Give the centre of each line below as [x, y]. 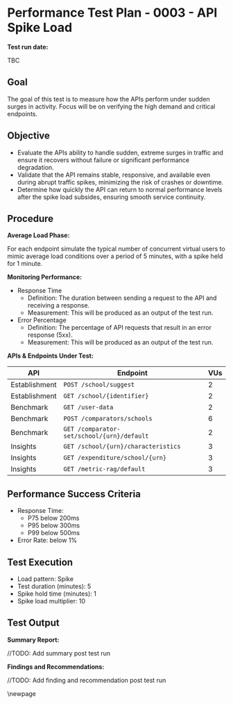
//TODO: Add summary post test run [59, 653]
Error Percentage [42, 320]
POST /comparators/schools [108, 419]
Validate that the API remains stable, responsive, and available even [114, 175]
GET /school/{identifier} [106, 396]
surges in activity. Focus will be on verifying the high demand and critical [111, 106]
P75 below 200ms [53, 518]
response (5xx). [50, 335]
